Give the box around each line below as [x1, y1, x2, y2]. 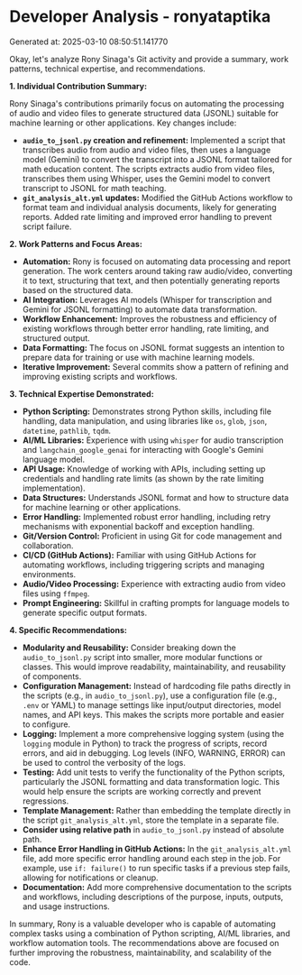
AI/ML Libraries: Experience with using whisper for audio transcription [22, 435, 284, 446]
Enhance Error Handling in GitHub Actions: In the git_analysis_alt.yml [22, 843, 292, 854]
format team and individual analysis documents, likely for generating [22, 201, 277, 213]
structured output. [22, 332, 90, 344]
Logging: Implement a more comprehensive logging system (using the [22, 728, 285, 739]
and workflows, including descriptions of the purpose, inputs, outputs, [22, 891, 284, 902]
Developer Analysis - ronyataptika [9, 6, 271, 27]
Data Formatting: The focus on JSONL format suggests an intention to [22, 342, 286, 353]
